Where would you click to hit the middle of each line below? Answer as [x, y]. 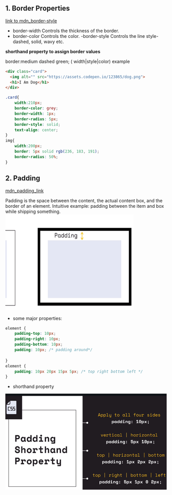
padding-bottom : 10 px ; [39, 345]
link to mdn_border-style [31, 20]
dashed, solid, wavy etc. [38, 41]
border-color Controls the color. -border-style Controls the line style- [85, 36]
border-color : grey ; [36, 109]
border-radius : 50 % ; [36, 157]
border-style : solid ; [37, 124]
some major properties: [37, 318]
